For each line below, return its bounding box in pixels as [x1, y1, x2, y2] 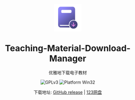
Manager [49, 53, 87, 64]
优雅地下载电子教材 [48, 70, 87, 75]
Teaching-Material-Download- [5, 43, 131, 54]
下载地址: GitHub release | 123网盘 [33, 89, 102, 95]
